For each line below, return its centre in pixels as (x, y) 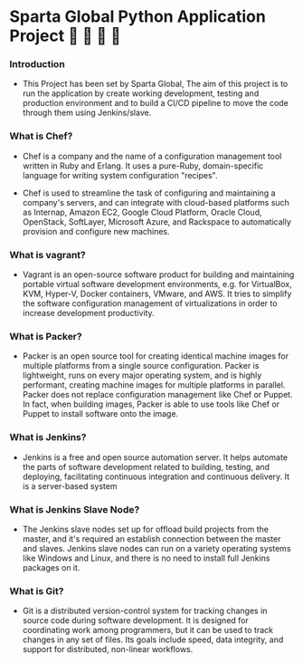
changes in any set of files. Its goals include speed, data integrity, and (153, 639)
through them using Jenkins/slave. (87, 113)
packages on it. (51, 567)
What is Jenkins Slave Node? (75, 509)
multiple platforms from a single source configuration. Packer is (141, 366)
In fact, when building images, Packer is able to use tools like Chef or (151, 404)
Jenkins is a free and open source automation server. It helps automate (155, 457)
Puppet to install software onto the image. (100, 414)
